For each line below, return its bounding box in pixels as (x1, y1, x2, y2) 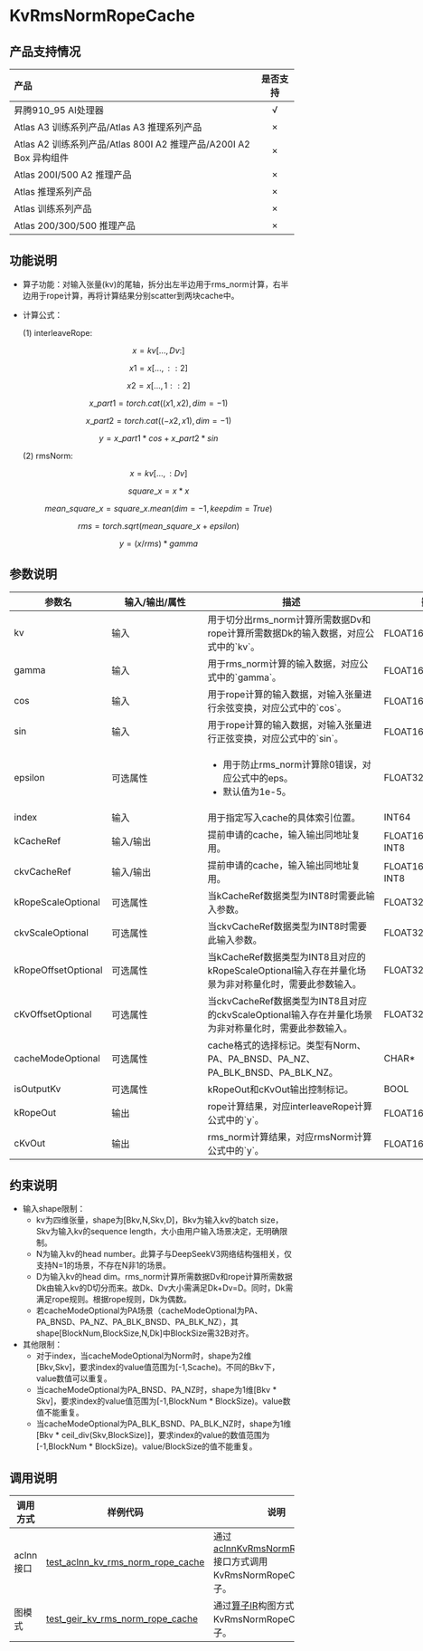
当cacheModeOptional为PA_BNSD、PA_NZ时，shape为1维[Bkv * (35, 1385, 277, 1396)
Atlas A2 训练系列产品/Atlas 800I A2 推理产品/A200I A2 (14, 138, 250, 150)
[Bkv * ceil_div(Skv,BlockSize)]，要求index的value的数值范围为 (35, 1430, 270, 1441)
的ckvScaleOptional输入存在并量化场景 (207, 1008, 373, 1021)
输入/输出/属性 (124, 595, 186, 608)
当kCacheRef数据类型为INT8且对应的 (207, 950, 366, 963)
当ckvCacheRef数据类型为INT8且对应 (207, 994, 368, 1007)
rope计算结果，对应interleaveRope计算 (207, 1099, 373, 1112)
